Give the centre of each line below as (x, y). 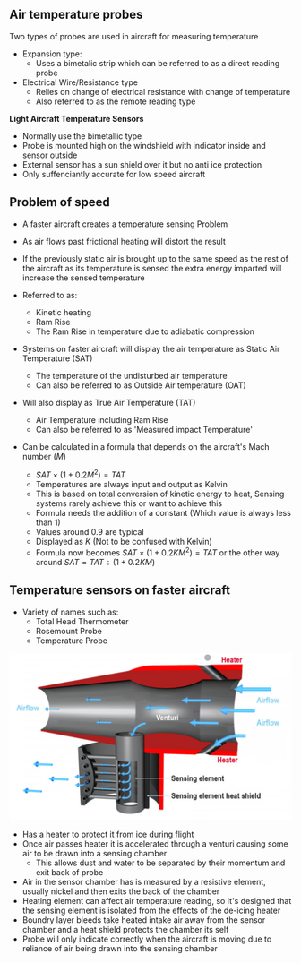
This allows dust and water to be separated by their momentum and (160, 863)
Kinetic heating (64, 312)
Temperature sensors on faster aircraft (120, 590)
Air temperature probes (76, 15)
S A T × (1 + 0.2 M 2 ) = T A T (81, 474)
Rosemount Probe (69, 631)
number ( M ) (44, 456)
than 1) (48, 522)
